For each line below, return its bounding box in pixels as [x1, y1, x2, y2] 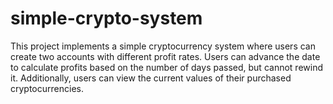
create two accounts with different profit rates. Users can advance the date [10, 50, 321, 62]
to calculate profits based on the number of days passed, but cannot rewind [10, 61, 323, 73]
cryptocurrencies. [10, 82, 84, 94]
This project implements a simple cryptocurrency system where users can [10, 40, 316, 52]
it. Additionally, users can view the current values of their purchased [10, 72, 292, 84]
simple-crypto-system [10, 7, 203, 30]
